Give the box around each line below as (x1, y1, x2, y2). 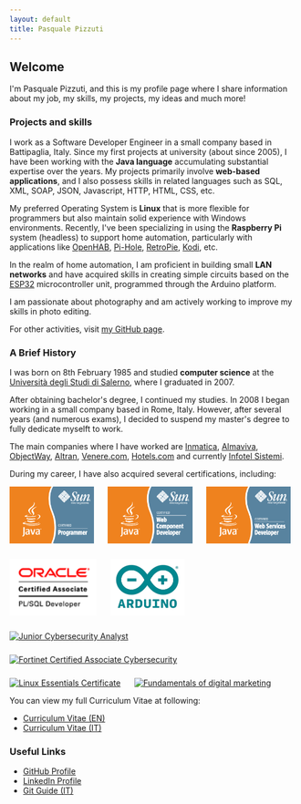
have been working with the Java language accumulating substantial (9, 156, 269, 167)
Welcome (9, 59, 65, 75)
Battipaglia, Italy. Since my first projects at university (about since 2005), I (9, 146, 287, 157)
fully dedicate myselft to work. (9, 423, 124, 434)
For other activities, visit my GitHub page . (9, 324, 165, 335)
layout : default (9, 15, 71, 24)
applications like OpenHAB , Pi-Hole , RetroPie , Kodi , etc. (9, 242, 219, 253)
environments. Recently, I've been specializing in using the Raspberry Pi (9, 222, 283, 232)
